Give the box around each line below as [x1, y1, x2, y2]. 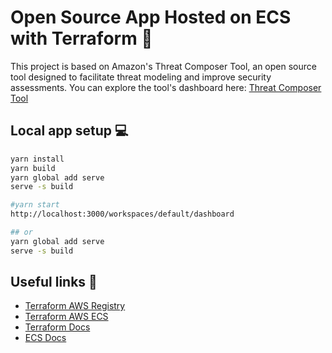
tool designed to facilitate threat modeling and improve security [10, 71, 272, 83]
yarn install [10, 154, 65, 164]
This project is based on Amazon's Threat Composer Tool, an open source [10, 60, 317, 72]
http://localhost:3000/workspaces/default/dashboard [10, 209, 235, 220]
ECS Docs [24, 332, 67, 344]
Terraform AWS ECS [24, 311, 109, 323]
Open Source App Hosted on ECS [10, 6, 292, 29]
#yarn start [10, 200, 60, 210]
